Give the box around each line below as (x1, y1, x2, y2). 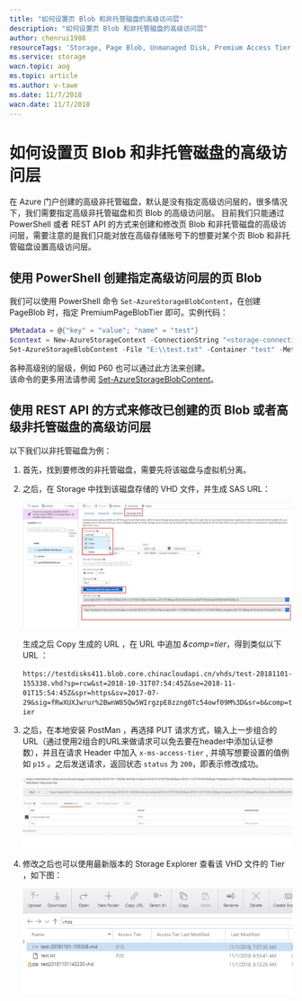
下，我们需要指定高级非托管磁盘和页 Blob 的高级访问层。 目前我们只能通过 (9, 208, 285, 219)
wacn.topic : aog (9, 62, 70, 71)
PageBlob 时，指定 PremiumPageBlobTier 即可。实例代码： (9, 307, 229, 318)
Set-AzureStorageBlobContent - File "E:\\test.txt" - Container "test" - (9, 345, 283, 354)
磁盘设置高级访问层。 (16, 241, 96, 252)
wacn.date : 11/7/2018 (9, 100, 91, 109)
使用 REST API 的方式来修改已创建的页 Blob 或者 (9, 403, 277, 418)
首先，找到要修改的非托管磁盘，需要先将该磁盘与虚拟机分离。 (22, 464, 252, 475)
